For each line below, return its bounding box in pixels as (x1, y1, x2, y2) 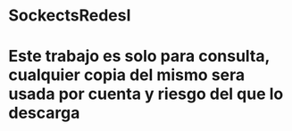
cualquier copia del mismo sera (8, 65, 246, 86)
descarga (8, 103, 80, 123)
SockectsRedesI (8, 5, 131, 26)
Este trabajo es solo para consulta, (8, 46, 270, 67)
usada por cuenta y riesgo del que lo (8, 84, 284, 104)
